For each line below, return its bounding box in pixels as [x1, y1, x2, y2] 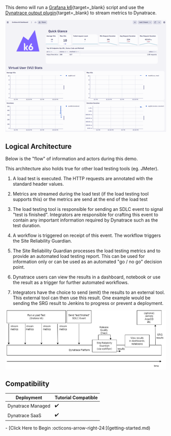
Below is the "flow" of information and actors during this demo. [5, 156, 138, 162]
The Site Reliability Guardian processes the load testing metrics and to [12, 248, 161, 254]
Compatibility [5, 379, 50, 388]
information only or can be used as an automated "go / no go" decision [12, 258, 162, 265]
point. [12, 264, 26, 270]
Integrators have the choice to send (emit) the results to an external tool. [12, 289, 165, 296]
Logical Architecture [5, 142, 72, 150]
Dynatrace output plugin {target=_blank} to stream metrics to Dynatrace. [5, 10, 157, 16]
